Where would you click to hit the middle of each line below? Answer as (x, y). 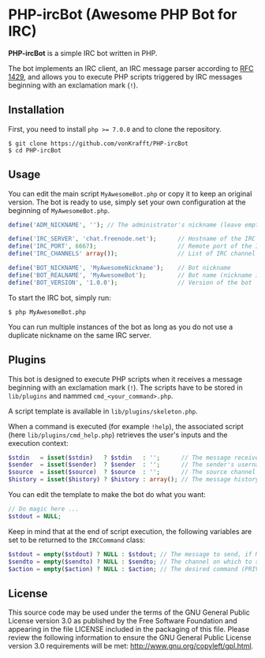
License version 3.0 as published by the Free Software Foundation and (123, 621)
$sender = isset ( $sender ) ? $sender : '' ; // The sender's (121, 465)
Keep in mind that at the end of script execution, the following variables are (130, 531)
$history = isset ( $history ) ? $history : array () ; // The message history (134, 480)
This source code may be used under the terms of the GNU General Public (129, 612)
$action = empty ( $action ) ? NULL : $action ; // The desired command (123, 569)
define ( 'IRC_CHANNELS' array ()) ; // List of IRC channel (132, 254)
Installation (36, 110)
